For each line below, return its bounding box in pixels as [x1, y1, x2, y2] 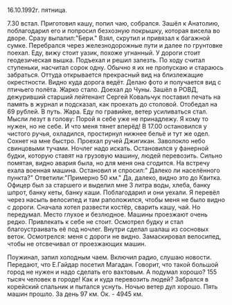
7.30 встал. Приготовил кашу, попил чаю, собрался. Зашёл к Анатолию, [7, 19, 220, 27]
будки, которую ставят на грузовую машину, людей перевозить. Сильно [7, 151, 223, 160]
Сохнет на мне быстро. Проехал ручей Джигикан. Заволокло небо [7, 137, 206, 145]
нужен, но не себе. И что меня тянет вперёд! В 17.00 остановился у [7, 122, 208, 130]
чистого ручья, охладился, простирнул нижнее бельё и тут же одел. [7, 129, 210, 138]
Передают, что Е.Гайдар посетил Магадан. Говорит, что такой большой [7, 261, 219, 268]
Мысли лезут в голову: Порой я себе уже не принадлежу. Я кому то [7, 115, 209, 123]
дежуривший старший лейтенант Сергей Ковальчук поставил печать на [7, 93, 221, 101]
